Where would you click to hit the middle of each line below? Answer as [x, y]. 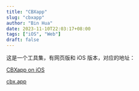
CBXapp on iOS [25, 70]
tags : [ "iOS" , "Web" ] [34, 34]
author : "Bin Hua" [29, 23]
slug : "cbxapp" [25, 17]
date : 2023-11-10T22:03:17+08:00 [49, 29]
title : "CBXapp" [27, 12]
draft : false [23, 40]
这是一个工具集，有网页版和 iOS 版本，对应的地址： [71, 58]
